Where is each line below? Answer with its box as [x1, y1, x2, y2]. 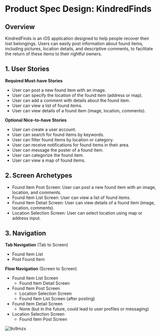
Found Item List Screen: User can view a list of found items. [12, 195, 131, 200]
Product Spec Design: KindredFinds [5, 3, 152, 15]
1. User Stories [5, 65, 50, 73]
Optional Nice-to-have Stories [5, 117, 67, 123]
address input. [12, 215, 41, 221]
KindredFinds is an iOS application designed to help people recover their [5, 35, 149, 41]
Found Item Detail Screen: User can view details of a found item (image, [12, 199, 156, 205]
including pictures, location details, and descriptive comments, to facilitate [5, 46, 153, 51]
